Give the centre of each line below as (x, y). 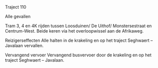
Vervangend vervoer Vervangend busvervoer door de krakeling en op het (78, 55)
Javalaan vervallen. (24, 45)
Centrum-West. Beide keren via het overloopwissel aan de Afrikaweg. (74, 31)
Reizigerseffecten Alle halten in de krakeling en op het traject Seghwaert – (79, 40)
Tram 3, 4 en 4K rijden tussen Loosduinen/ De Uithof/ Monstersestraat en (78, 26)
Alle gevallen (18, 16)
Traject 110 (16, 7)
